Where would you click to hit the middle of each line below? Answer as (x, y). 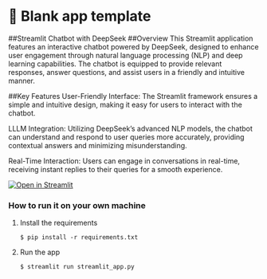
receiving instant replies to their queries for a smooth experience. (116, 169)
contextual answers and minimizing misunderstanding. (98, 145)
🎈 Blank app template (80, 16)
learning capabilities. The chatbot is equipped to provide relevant (115, 64)
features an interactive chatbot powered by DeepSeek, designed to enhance (133, 46)
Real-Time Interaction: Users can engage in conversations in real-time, (124, 161)
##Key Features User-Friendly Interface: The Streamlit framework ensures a (133, 96)
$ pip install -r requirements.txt (79, 238)
